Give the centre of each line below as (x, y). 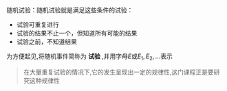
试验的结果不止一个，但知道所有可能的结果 (77, 33)
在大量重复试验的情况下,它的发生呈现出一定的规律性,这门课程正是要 (118, 72)
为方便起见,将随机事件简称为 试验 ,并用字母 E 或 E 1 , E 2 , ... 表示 (89, 57)
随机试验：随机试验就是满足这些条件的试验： (70, 10)
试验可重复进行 (37, 25)
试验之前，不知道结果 (46, 42)
